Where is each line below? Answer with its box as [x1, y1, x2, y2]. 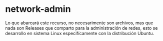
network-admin [5, 3, 71, 15]
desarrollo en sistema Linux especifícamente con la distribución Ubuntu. [5, 30, 154, 36]
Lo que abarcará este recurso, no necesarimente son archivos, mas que [5, 20, 153, 26]
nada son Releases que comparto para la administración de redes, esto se [5, 25, 158, 31]
